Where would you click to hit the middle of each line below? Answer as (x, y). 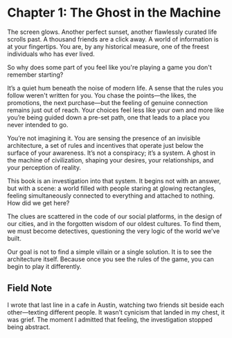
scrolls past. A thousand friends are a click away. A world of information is (113, 39)
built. (15, 238)
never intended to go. (38, 124)
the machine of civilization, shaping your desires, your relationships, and (110, 160)
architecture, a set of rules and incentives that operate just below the (106, 145)
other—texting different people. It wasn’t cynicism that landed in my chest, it (116, 312)
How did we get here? (38, 203)
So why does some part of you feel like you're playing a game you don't (110, 67)
